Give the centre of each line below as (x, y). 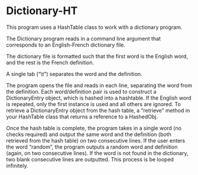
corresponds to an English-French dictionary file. (66, 45)
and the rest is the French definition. (50, 62)
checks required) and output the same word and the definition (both (89, 134)
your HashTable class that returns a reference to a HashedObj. (82, 117)
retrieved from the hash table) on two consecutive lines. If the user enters (96, 140)
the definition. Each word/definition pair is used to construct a (81, 91)
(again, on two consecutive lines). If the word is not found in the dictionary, (97, 153)
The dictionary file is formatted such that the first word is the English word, (97, 56)
